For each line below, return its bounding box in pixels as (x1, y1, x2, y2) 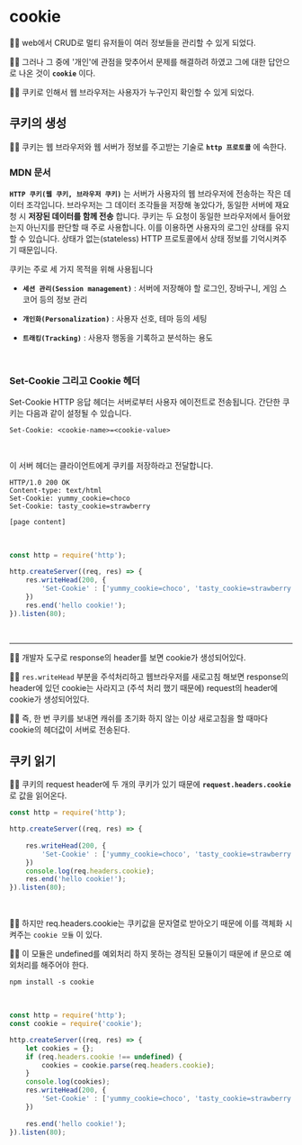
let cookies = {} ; (25, 1043, 94, 1053)
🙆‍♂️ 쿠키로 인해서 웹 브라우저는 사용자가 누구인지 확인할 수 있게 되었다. (9, 86, 254, 97)
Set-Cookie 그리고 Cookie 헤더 (9, 374, 141, 386)
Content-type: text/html (9, 486, 102, 495)
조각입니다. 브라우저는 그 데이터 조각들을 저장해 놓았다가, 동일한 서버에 (25, 200, 273, 211)
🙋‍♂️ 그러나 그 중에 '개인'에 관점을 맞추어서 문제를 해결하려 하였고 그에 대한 (9, 56, 267, 67)
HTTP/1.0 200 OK (9, 478, 70, 487)
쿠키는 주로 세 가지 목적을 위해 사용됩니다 (9, 264, 154, 275)
